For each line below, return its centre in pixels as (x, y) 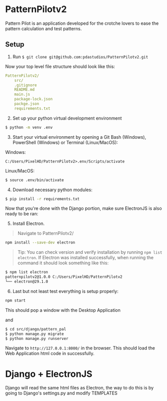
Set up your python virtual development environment (67, 118)
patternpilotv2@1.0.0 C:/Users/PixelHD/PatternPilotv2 (64, 277)
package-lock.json (33, 99)
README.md (25, 90)
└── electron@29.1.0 (27, 281)
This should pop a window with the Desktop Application (63, 310)
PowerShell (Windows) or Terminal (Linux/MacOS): (65, 142)
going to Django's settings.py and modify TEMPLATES (61, 393)
